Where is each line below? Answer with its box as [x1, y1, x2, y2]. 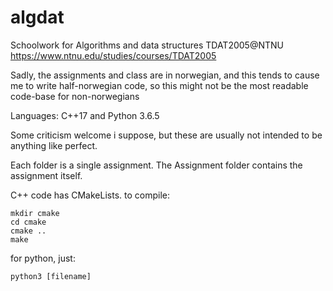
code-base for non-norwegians [10, 90, 140, 102]
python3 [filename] [10, 271, 92, 281]
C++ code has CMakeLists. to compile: [10, 189, 170, 201]
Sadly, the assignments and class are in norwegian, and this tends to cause [10, 69, 320, 81]
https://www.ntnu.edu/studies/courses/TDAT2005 [10, 49, 217, 61]
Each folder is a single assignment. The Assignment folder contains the [10, 159, 303, 171]
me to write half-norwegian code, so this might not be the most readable [10, 79, 309, 91]
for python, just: [10, 252, 76, 264]
